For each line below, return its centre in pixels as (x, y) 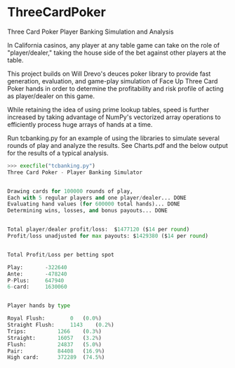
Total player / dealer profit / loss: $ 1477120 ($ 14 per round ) (99, 230)
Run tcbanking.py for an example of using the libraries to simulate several (113, 138)
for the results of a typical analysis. (58, 153)
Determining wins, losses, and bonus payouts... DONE (88, 211)
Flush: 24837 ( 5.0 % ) (54, 344)
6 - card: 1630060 (38, 287)
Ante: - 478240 (38, 274)
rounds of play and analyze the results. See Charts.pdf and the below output (117, 145)
